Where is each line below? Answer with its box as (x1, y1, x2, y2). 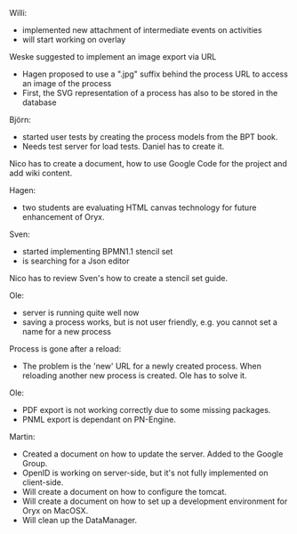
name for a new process (21, 327, 111, 336)
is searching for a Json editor (21, 255, 130, 266)
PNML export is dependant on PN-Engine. (21, 414, 176, 425)
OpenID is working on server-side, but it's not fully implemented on (21, 467, 269, 478)
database (21, 97, 57, 108)
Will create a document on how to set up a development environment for (21, 496, 288, 506)
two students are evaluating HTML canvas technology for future (21, 202, 257, 213)
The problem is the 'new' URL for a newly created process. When (21, 360, 262, 371)
